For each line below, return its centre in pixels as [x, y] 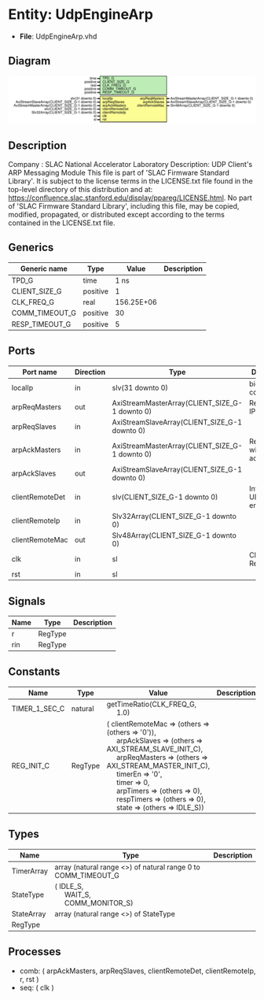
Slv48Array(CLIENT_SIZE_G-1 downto [174, 535]
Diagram [29, 61]
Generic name [44, 269]
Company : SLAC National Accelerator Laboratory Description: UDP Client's [130, 165]
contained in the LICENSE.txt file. [62, 223]
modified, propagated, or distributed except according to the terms [117, 215]
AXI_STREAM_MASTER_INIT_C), [158, 765]
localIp [22, 388]
